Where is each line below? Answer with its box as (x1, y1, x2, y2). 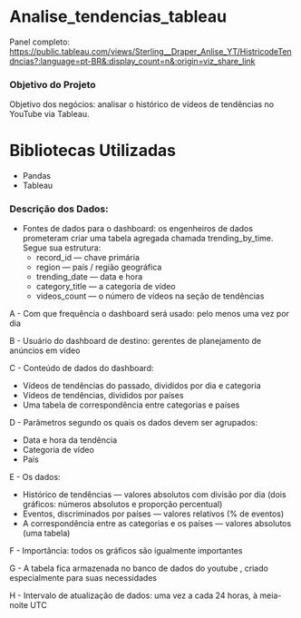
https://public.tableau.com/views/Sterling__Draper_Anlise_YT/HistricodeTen (9, 45, 292, 56)
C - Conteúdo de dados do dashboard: (9, 363, 154, 374)
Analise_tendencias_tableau (9, 6, 228, 27)
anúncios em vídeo (9, 345, 81, 356)
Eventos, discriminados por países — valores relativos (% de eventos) (22, 508, 285, 519)
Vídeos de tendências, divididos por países (22, 390, 184, 401)
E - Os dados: (9, 472, 61, 483)
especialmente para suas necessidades (9, 573, 157, 584)
